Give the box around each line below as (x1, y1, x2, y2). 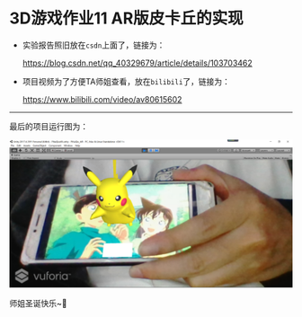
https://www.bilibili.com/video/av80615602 (22, 93, 182, 104)
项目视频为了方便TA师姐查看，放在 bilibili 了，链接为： (22, 75, 231, 86)
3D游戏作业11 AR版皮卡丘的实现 (9, 8, 244, 29)
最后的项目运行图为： (9, 120, 88, 131)
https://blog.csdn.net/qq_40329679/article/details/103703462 (22, 57, 253, 68)
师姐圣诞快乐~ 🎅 (9, 297, 67, 308)
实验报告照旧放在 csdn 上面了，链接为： (22, 40, 165, 50)
